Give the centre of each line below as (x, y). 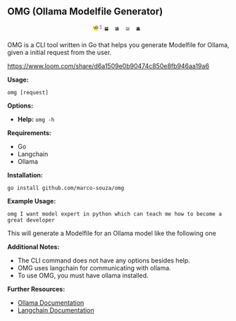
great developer (31, 220)
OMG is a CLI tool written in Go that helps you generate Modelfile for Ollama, (118, 44)
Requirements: (29, 132)
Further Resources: (36, 289)
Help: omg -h (36, 119)
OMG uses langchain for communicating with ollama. (94, 267)
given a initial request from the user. (60, 52)
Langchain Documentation (56, 310)
